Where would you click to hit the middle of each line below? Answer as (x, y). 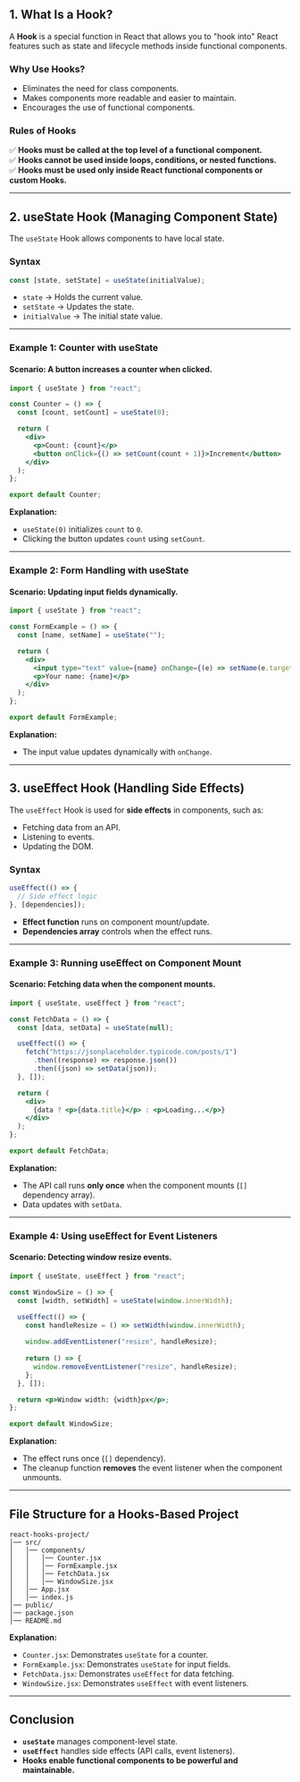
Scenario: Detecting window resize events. (91, 1258)
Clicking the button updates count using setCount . (113, 539)
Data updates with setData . (72, 1204)
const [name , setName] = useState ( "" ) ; (92, 635)
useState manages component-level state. (100, 1741)
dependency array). (58, 1195)
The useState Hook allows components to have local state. (117, 239)
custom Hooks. (38, 180)
